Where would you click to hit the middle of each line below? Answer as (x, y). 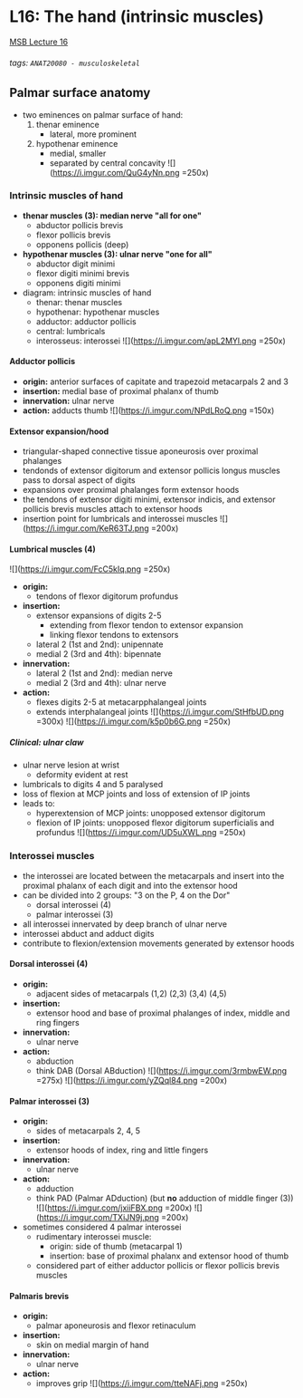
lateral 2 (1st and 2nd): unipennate (99, 644)
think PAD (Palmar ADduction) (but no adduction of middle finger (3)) (165, 1199)
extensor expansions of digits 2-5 (99, 616)
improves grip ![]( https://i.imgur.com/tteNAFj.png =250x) (142, 1384)
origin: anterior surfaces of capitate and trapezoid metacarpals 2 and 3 (156, 381)
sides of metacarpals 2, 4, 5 (88, 1131)
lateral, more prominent (93, 134)
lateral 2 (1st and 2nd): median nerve (104, 673)
